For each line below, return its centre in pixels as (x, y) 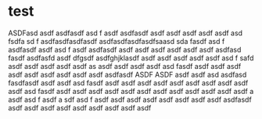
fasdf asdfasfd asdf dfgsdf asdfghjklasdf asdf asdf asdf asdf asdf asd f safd (131, 58)
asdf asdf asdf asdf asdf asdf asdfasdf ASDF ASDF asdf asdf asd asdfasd (127, 74)
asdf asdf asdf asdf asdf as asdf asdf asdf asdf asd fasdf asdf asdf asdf (125, 66)
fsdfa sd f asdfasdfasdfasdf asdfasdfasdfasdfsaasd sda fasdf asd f (117, 41)
